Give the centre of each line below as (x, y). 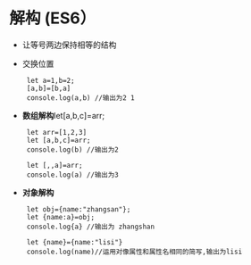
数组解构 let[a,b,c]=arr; (63, 115)
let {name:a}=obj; (61, 217)
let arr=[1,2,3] (57, 132)
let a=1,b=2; (50, 80)
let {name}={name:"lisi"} (75, 242)
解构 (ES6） (53, 18)
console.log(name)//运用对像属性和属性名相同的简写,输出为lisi (134, 252)
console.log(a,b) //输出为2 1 (81, 98)
